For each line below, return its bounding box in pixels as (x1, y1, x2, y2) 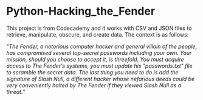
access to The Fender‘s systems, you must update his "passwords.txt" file (6, 62, 193, 70)
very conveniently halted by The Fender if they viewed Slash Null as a (6, 81, 182, 89)
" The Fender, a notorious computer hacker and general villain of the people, (6, 43, 198, 50)
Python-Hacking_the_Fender (6, 4, 156, 18)
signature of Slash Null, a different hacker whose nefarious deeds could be (6, 75, 195, 82)
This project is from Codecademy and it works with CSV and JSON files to (6, 24, 192, 32)
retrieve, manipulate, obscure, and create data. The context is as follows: (6, 30, 189, 38)
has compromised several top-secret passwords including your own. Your (6, 49, 192, 56)
